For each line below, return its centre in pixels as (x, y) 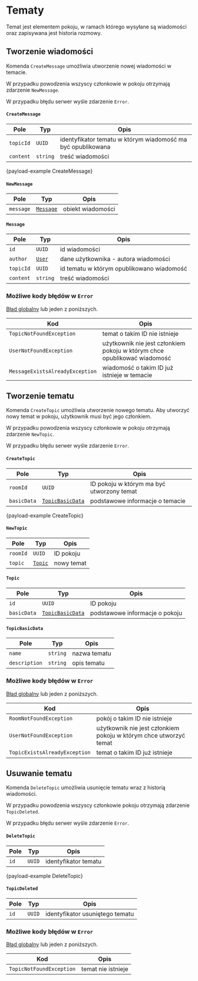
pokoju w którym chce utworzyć (141, 735)
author (18, 259)
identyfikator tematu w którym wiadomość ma (123, 139)
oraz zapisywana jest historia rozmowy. (54, 33)
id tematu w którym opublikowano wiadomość (123, 269)
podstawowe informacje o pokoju (136, 613)
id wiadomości (80, 249)
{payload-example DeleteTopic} (45, 876)
